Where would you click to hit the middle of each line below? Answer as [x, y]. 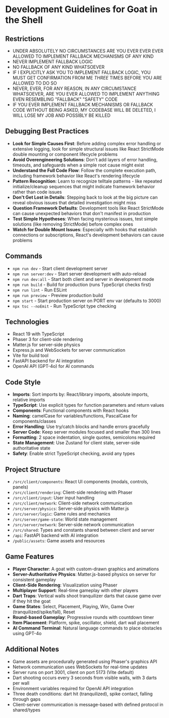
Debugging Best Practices [47, 131]
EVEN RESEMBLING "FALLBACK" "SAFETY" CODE [65, 99]
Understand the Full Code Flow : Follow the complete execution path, [84, 170]
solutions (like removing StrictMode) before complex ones [73, 224]
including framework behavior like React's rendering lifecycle [76, 176]
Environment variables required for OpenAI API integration [73, 688]
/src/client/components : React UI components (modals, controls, [80, 482]
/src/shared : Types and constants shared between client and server [83, 530]
